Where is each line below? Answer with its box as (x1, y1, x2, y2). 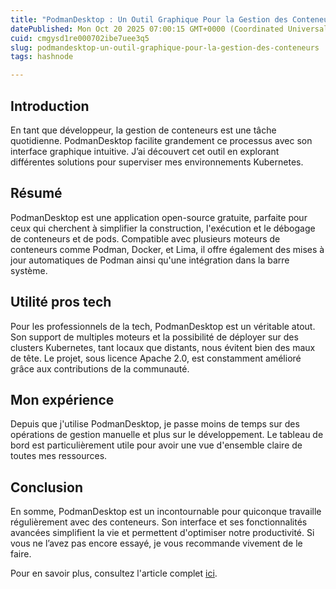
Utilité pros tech (10, 294, 112, 311)
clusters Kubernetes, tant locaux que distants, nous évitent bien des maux (10, 341, 316, 353)
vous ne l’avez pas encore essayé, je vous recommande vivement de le (10, 537, 303, 550)
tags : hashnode (10, 52, 74, 62)
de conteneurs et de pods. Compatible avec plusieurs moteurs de (10, 232, 281, 245)
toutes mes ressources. (10, 450, 108, 462)
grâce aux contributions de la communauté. (10, 362, 190, 375)
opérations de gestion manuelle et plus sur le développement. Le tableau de (10, 429, 324, 441)
